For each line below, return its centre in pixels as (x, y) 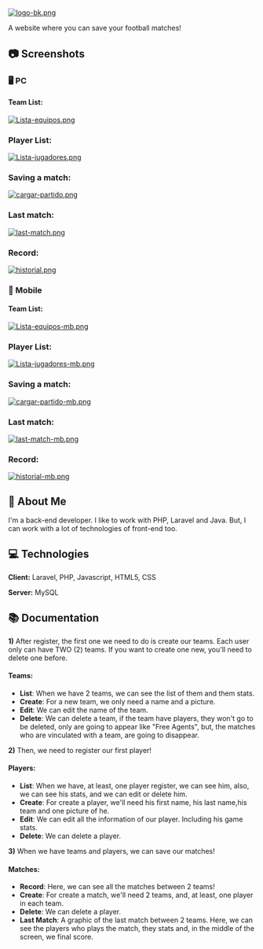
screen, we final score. (57, 937)
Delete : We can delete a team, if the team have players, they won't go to (136, 718)
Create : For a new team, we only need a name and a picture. (117, 701)
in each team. (42, 903)
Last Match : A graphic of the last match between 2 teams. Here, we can (136, 920)
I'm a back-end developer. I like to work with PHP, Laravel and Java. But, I (127, 520)
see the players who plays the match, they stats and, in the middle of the (137, 929)
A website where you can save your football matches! (95, 28)
